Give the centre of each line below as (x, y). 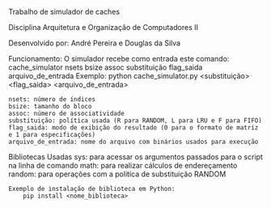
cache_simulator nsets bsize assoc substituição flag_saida (106, 67)
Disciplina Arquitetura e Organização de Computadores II (103, 27)
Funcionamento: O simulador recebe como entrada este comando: (119, 59)
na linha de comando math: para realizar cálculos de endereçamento (123, 166)
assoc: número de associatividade (67, 113)
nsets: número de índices (52, 100)
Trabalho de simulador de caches (64, 12)
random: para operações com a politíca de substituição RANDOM (117, 174)
